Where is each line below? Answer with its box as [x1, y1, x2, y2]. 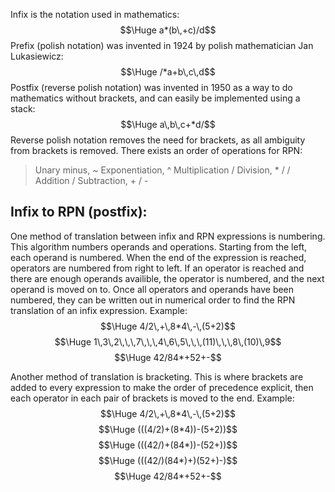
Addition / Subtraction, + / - [34, 175, 149, 186]
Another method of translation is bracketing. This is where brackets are [10, 370, 304, 383]
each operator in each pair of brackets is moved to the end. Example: [10, 392, 295, 404]
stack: [10, 103, 36, 114]
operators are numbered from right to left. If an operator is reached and [10, 262, 305, 274]
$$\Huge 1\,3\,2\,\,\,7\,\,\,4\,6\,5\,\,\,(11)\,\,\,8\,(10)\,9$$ [54, 335, 282, 348]
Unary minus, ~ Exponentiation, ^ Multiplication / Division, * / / [34, 164, 291, 176]
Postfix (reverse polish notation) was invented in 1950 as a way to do [10, 82, 293, 93]
